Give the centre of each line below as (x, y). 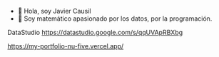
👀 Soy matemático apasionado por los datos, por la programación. (115, 19)
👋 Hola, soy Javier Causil (54, 11)
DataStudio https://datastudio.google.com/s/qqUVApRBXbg (95, 32)
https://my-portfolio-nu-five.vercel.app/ (66, 46)
